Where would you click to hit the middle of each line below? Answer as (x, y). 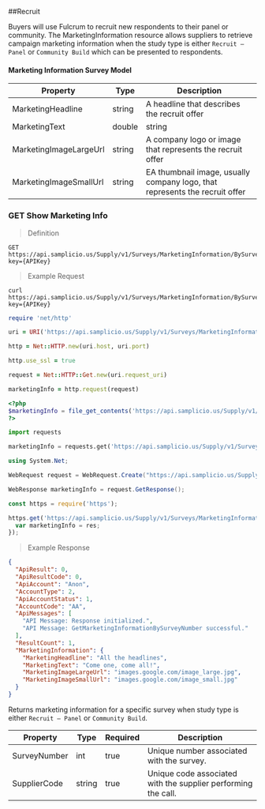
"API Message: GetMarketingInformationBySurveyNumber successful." (135, 628)
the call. (162, 793)
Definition (43, 233)
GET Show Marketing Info (58, 216)
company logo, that (181, 182)
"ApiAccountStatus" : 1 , (54, 599)
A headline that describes (193, 104)
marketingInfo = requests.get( (60, 447)
